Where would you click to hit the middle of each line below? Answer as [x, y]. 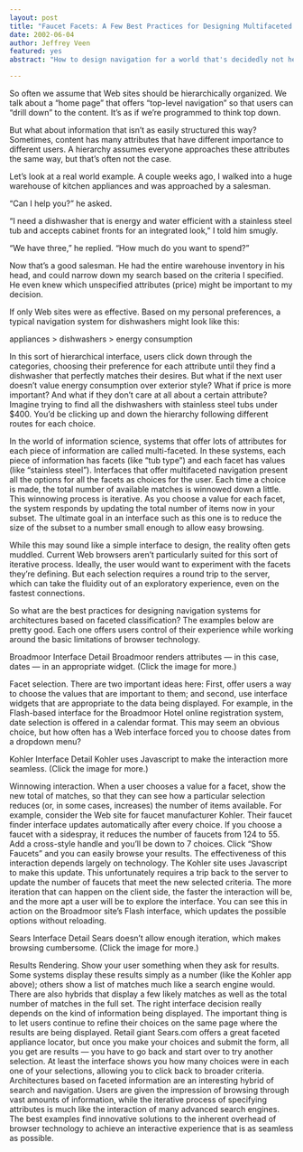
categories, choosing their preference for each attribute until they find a [143, 366]
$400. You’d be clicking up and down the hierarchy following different [139, 414]
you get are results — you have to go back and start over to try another [141, 1052]
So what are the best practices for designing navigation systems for [135, 610]
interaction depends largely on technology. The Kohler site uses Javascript [148, 863]
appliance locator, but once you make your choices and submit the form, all [149, 1042]
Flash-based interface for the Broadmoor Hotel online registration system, [147, 713]
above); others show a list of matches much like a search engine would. [142, 984]
